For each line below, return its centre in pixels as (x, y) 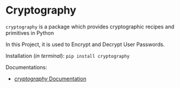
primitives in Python (30, 32)
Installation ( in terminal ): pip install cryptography (67, 56)
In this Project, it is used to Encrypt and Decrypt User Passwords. (85, 44)
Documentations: (27, 67)
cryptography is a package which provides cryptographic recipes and (90, 27)
